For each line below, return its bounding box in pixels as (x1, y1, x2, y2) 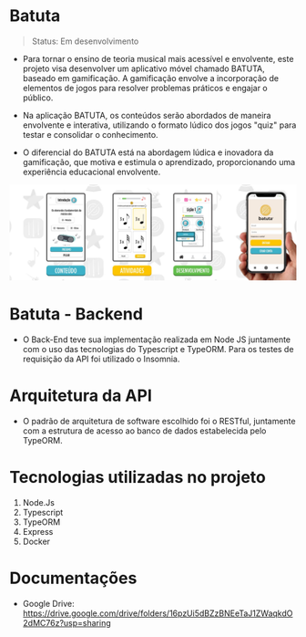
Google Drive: (22, 599, 75, 610)
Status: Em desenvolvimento (31, 36, 139, 47)
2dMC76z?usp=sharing (22, 618, 111, 629)
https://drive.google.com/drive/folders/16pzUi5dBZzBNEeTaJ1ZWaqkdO (22, 608, 293, 619)
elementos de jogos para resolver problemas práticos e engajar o (22, 82, 268, 93)
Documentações (9, 568, 138, 589)
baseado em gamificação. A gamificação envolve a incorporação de (22, 72, 280, 83)
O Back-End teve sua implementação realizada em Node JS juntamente (22, 334, 291, 345)
